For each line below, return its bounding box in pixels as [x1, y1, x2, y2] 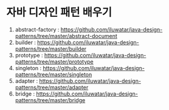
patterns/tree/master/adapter [15, 83, 89, 91]
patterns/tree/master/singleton [15, 71, 92, 78]
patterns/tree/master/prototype [15, 58, 94, 65]
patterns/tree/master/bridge [15, 96, 86, 103]
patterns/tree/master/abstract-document [15, 32, 117, 39]
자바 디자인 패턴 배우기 [6, 5, 112, 19]
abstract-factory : [15, 25, 60, 33]
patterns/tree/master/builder [15, 45, 87, 52]
